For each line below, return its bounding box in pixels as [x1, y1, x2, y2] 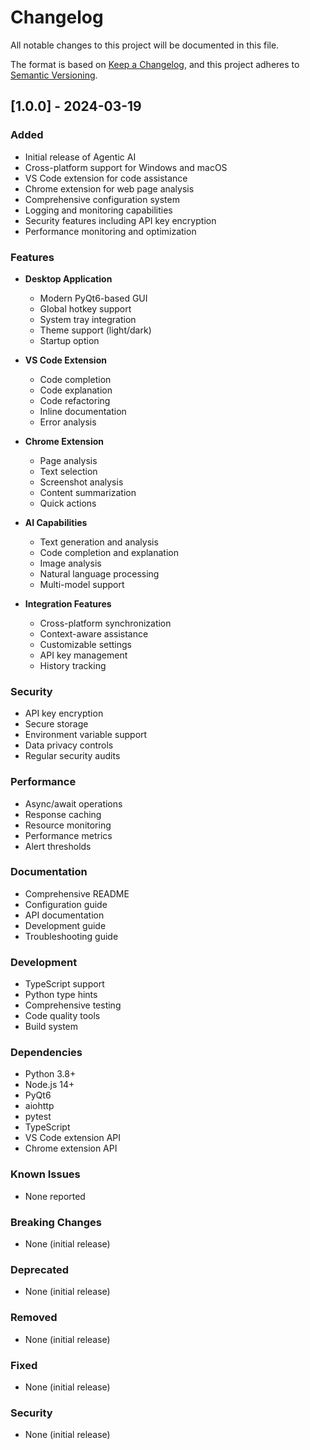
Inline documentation [39, 405, 127, 417]
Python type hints [24, 989, 98, 1001]
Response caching [24, 808, 102, 820]
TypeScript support [24, 978, 105, 990]
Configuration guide [24, 898, 108, 910]
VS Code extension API [24, 1132, 122, 1144]
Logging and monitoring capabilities [24, 204, 173, 216]
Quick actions [39, 497, 97, 509]
